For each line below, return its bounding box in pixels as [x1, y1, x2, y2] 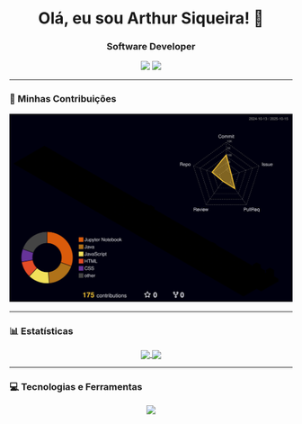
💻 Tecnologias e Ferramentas [9, 381, 143, 393]
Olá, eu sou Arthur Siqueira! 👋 [38, 8, 264, 29]
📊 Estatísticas [9, 324, 74, 337]
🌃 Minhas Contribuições [9, 93, 117, 105]
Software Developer [106, 41, 196, 53]
